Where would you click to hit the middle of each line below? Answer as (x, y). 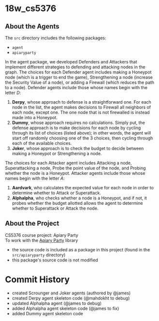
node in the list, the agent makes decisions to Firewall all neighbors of (81, 107)
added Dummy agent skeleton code (48, 313)
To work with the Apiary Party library (42, 240)
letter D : (13, 93)
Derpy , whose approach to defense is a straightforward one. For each (81, 102)
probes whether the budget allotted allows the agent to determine (77, 203)
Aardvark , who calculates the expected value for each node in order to (83, 188)
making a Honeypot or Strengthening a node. (57, 153)
